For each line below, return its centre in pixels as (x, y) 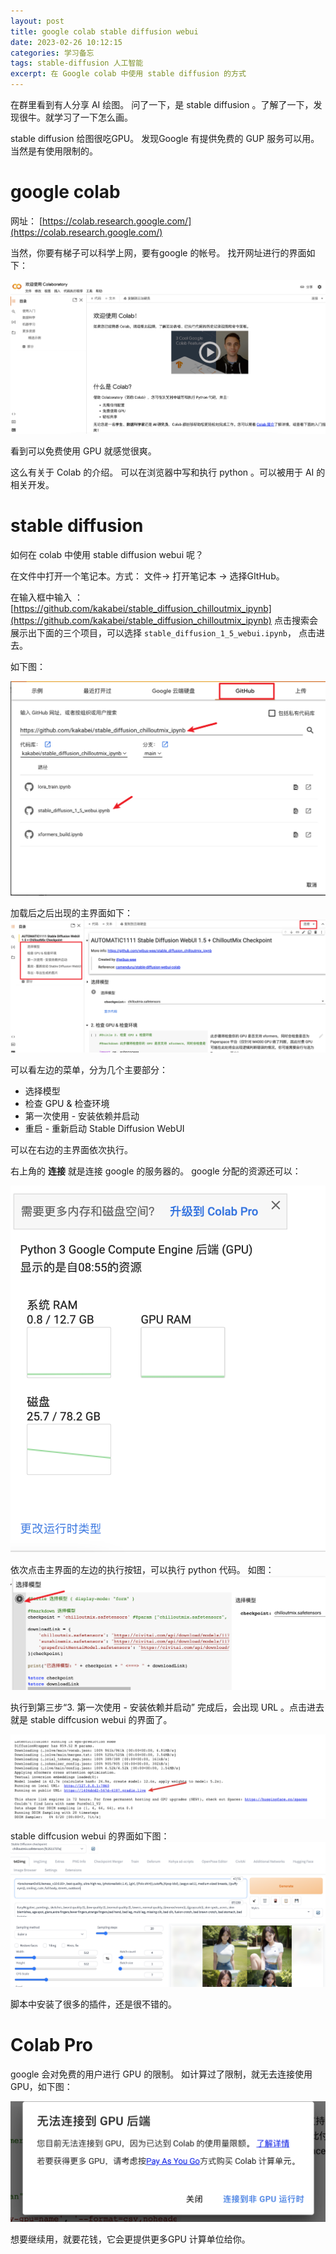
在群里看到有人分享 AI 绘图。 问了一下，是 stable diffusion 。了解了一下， (162, 104)
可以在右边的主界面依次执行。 (71, 1149)
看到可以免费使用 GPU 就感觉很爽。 (83, 451)
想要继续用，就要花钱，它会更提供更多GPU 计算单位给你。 (130, 2239)
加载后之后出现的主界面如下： (71, 913)
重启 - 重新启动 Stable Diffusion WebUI (104, 1128)
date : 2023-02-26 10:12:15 (66, 42)
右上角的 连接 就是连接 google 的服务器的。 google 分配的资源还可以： (156, 1171)
